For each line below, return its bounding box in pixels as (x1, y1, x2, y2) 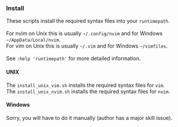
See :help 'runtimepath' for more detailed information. (6, 55, 141, 62)
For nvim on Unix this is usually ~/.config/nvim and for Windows (6, 30, 163, 37)
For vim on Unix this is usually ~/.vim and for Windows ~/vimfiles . (6, 42, 168, 49)
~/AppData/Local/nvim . (6, 36, 61, 44)
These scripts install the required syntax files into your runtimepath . (6, 18, 170, 25)
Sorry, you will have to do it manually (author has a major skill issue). (6, 114, 173, 121)
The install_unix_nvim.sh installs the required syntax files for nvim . (6, 88, 170, 95)
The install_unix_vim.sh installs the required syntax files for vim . (6, 81, 165, 89)
